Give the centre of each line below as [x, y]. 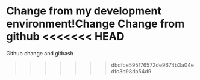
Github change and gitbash [40, 53]
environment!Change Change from [95, 24]
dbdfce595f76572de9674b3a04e [153, 65]
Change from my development [84, 11]
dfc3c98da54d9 [131, 71]
